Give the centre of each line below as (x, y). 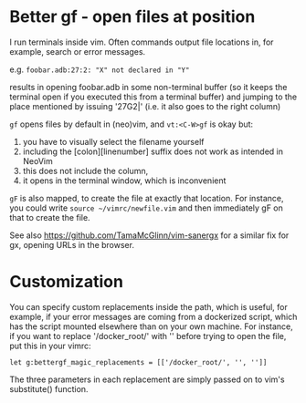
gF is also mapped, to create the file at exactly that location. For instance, (147, 198)
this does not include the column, (85, 170)
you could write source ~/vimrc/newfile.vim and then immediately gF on (146, 208)
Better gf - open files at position (132, 17)
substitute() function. (49, 388)
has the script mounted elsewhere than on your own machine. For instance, (152, 326)
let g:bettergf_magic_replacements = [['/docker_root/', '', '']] (138, 362)
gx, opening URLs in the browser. (72, 244)
